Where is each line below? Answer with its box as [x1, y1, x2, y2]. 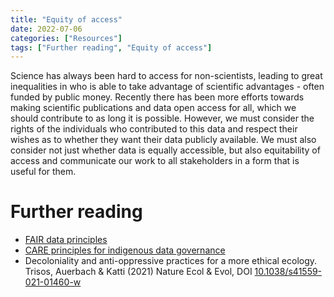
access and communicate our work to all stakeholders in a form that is [10, 155, 300, 167]
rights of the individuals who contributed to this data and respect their [10, 123, 298, 135]
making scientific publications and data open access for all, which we [10, 102, 297, 114]
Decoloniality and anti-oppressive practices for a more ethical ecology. [24, 255, 318, 267]
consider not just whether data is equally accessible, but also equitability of [10, 144, 321, 156]
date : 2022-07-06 [10, 24, 83, 34]
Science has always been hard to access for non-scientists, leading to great [10, 70, 323, 82]
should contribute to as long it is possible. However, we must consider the [10, 112, 315, 125]
